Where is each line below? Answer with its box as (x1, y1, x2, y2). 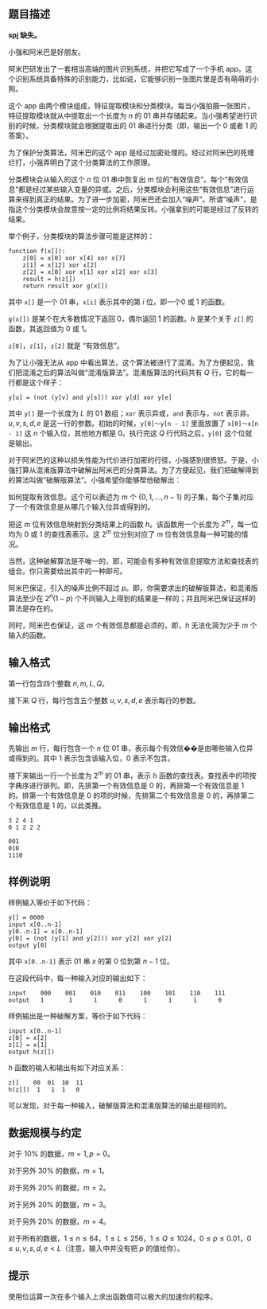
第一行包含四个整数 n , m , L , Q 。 (8, 678, 110, 688)
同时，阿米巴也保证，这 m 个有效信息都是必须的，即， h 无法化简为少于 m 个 (8, 620, 257, 630)
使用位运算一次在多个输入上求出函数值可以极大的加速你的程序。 (8, 1291, 217, 1301)
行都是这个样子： (8, 377, 64, 387)
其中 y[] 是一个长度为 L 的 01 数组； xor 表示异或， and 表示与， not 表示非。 (8, 408, 254, 418)
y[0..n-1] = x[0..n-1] (8, 927, 83, 936)
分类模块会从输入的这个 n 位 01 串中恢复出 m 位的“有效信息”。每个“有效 (8, 174, 242, 184)
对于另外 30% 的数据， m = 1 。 (8, 1166, 109, 1175)
